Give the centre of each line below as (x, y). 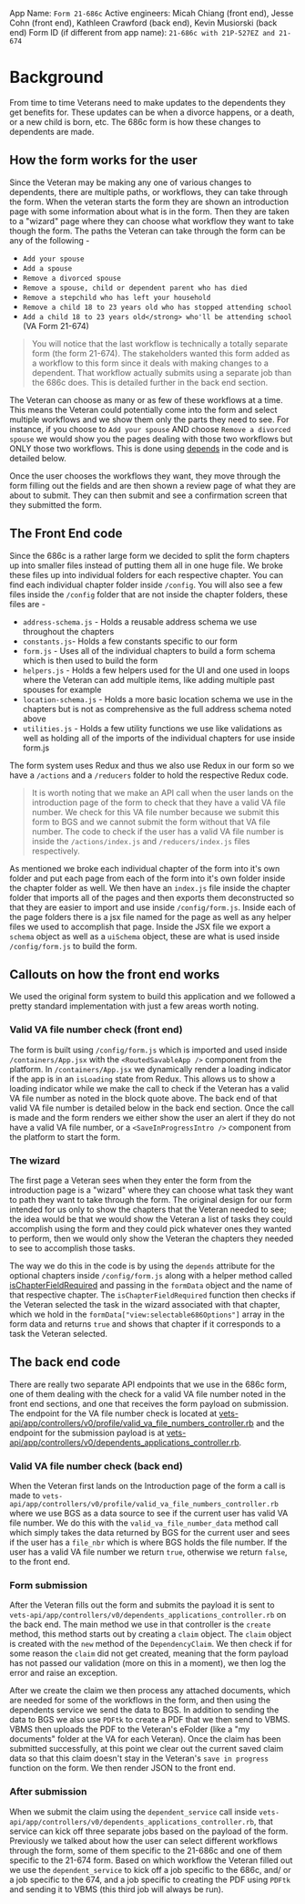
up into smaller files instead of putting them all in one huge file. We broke (147, 565)
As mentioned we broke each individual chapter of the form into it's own (145, 868)
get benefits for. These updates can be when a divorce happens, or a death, (152, 112)
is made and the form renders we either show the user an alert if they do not (152, 1117)
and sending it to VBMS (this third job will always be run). (117, 1889)
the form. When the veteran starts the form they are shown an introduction (149, 202)
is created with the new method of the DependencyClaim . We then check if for (151, 1644)
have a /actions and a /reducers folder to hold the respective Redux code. (149, 775)
